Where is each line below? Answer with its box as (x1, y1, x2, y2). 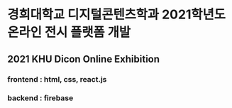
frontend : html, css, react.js (7, 74, 107, 84)
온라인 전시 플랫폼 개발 (7, 24, 131, 40)
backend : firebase (7, 93, 74, 103)
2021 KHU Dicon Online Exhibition (7, 53, 160, 65)
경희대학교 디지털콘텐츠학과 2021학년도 (7, 6, 226, 23)
